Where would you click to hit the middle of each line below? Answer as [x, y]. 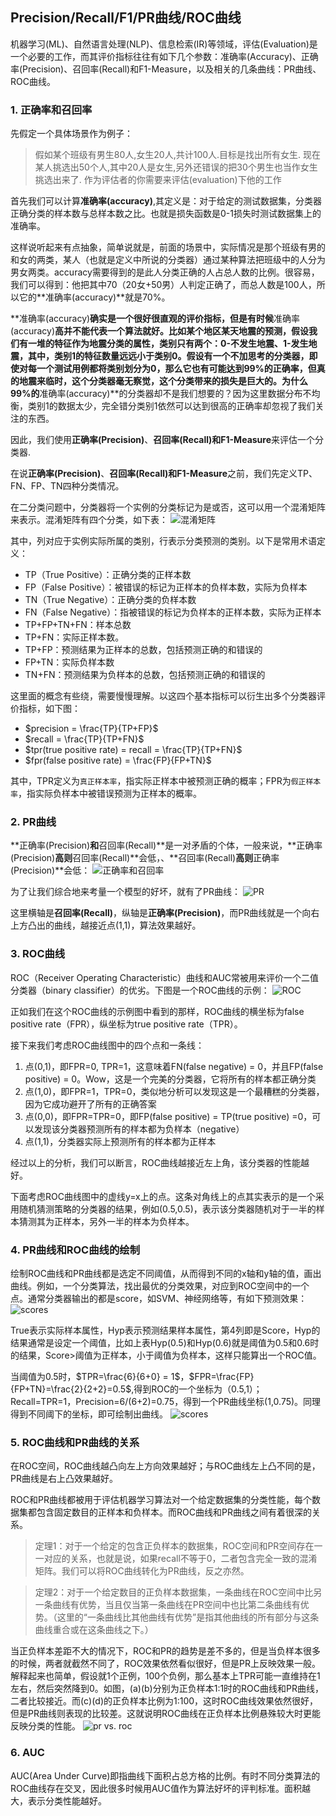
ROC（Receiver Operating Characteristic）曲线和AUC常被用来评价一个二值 [165, 977]
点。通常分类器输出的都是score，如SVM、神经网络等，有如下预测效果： [159, 1298]
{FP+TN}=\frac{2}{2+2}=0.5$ [71, 1389]
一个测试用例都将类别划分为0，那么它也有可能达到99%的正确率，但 [176, 369]
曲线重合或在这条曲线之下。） [94, 1630]
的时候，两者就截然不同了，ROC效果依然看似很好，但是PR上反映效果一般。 [165, 1664]
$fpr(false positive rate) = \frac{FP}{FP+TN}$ [118, 760]
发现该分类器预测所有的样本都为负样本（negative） [139, 1129]
